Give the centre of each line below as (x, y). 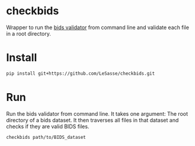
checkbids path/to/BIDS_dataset (46, 137)
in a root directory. (29, 33)
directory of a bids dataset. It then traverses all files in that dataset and (92, 120)
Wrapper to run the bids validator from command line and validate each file (98, 27)
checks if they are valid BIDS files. (48, 126)
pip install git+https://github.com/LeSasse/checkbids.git (81, 73)
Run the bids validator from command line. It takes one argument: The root (97, 113)
